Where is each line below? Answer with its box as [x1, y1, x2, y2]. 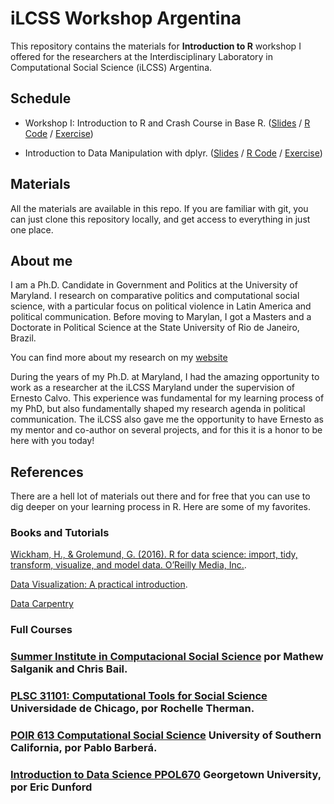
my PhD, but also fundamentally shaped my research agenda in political [10, 403, 306, 415]
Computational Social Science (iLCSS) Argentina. [10, 61, 213, 73]
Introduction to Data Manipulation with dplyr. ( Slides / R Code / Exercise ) [24, 147, 323, 159]
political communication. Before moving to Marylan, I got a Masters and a [10, 311, 312, 323]
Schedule [10, 90, 72, 107]
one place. [10, 223, 54, 236]
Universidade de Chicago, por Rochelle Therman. [10, 702, 255, 716]
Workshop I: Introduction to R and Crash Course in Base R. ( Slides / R [24, 117, 311, 129]
